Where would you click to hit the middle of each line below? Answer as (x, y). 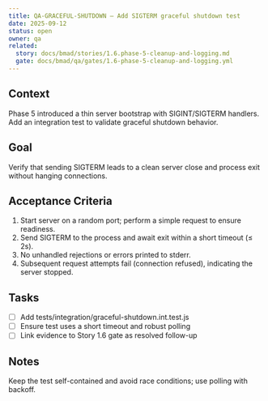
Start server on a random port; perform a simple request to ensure (130, 220)
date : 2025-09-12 (38, 23)
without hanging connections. (58, 176)
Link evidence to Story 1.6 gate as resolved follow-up (108, 335)
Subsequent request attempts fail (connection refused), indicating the (136, 263)
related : (23, 46)
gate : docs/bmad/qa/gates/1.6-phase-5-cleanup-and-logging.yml (124, 62)
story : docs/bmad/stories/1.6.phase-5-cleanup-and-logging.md (123, 53)
